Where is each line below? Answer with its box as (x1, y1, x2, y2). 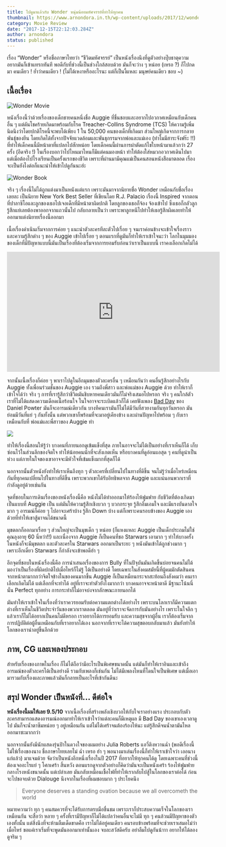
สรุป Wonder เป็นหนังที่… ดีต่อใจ (7, 692, 112, 702)
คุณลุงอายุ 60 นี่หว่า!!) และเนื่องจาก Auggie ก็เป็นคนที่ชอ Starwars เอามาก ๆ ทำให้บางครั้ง (7, 533, 194, 540)
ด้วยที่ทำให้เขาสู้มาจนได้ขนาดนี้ (7, 513, 67, 521)
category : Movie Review (7, 20, 67, 26)
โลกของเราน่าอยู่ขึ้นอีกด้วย (7, 626, 58, 633)
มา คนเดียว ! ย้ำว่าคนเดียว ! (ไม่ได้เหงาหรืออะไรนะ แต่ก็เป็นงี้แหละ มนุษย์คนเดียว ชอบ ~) (7, 68, 183, 75)
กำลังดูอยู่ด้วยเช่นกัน (7, 481, 47, 488)
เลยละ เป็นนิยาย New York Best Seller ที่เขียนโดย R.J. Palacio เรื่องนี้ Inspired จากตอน (7, 193, 198, 200)
